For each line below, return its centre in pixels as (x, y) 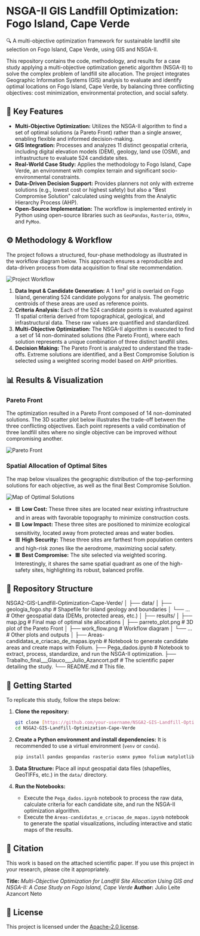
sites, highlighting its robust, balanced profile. (88, 570)
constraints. (66, 177)
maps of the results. (48, 829)
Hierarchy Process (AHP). (47, 202)
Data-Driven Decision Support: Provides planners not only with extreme (104, 183)
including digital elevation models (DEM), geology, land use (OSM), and (102, 152)
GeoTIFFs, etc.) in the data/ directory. (61, 774)
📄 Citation (25, 849)
